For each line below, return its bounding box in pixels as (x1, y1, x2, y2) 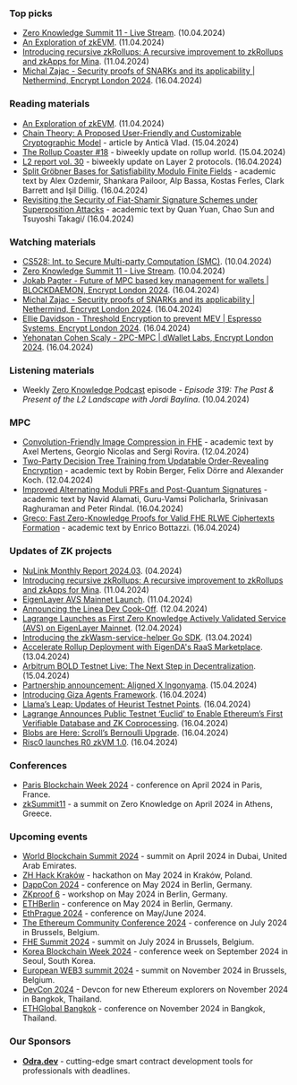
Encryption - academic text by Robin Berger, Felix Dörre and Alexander (21, 465, 284, 476)
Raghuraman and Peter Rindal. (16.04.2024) (21, 503, 184, 514)
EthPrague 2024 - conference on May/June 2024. (21, 908, 207, 919)
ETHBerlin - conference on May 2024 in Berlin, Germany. (21, 898, 233, 909)
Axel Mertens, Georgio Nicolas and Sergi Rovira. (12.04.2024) (21, 447, 250, 457)
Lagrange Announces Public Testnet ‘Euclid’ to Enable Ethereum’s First (21, 707, 284, 719)
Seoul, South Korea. (21, 956, 96, 967)
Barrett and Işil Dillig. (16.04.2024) (21, 185, 148, 195)
